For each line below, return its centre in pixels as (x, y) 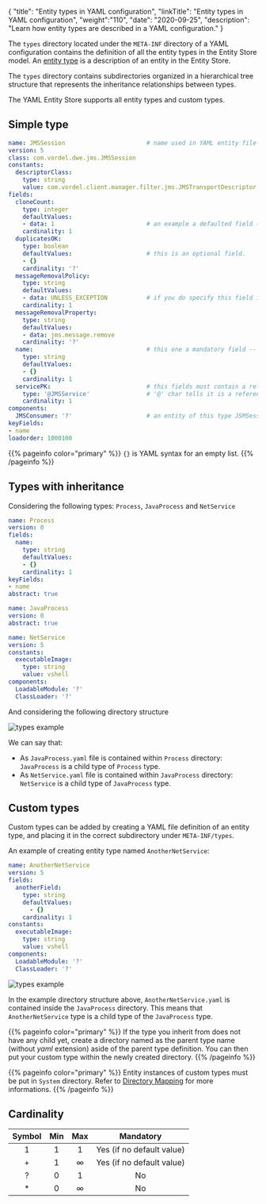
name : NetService (37, 637)
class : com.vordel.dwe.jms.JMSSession (72, 158)
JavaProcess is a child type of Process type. (90, 766)
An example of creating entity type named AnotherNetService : (109, 851)
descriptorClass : (44, 173)
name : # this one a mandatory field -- (136, 350)
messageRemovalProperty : (56, 313)
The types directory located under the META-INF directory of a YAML (119, 44)
